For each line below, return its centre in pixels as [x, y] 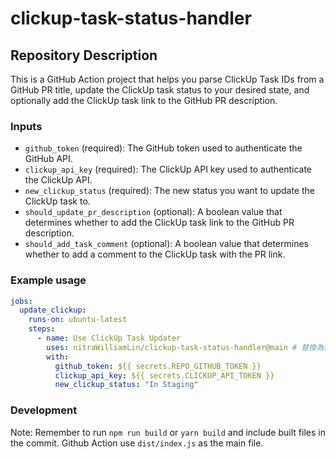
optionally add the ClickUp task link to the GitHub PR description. [144, 100]
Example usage [48, 280]
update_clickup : [53, 310]
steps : [42, 329]
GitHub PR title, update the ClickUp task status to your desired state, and [160, 90]
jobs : [21, 301]
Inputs [26, 126]
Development [44, 410]
